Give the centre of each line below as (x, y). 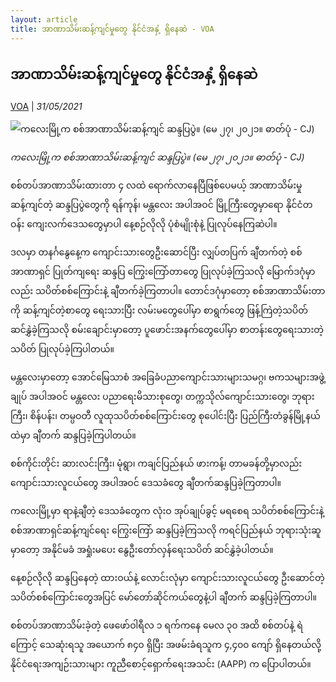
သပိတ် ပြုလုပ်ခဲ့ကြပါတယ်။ (62, 349)
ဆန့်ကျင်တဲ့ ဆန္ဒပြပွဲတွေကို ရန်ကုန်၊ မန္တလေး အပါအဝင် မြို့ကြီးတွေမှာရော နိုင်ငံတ (161, 205)
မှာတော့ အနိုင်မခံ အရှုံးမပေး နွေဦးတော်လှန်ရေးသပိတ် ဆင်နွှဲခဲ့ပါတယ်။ (142, 550)
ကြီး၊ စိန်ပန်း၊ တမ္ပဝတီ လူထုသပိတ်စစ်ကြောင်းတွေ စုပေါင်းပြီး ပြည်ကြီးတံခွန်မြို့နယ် (165, 416)
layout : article (44, 19)
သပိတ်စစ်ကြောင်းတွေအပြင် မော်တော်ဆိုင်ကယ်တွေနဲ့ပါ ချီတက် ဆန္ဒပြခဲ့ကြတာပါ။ (163, 597)
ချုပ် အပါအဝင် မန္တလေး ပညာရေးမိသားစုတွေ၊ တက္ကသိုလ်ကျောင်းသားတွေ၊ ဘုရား (162, 397)
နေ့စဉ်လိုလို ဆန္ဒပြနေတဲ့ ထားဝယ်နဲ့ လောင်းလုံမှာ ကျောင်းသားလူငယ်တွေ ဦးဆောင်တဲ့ (167, 578)
